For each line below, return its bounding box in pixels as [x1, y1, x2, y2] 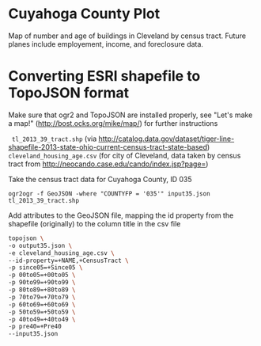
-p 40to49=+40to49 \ [8, 315, 77, 323]
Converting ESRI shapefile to [8, 67, 201, 86]
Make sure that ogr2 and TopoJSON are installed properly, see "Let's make [8, 110, 253, 120]
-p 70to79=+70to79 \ [8, 293, 77, 301]
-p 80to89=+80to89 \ [8, 286, 77, 294]
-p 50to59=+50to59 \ [8, 308, 77, 316]
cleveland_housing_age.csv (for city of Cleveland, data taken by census [8, 150, 241, 160]
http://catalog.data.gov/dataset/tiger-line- [98, 134, 235, 143]
